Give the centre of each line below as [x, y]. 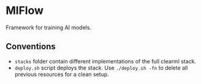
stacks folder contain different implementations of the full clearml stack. [105, 61]
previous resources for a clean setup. [62, 74]
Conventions [31, 47]
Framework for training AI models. [49, 27]
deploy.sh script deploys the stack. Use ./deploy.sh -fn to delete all [101, 68]
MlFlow [25, 11]
